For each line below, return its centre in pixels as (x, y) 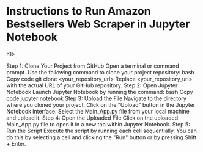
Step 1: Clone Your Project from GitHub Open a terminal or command (93, 66)
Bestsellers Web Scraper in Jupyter (98, 24)
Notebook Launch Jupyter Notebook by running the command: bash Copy (100, 92)
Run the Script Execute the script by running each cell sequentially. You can (102, 131)
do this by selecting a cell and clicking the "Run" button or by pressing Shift (102, 137)
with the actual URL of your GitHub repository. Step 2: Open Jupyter (92, 85)
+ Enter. (16, 143)
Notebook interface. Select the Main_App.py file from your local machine (98, 111)
